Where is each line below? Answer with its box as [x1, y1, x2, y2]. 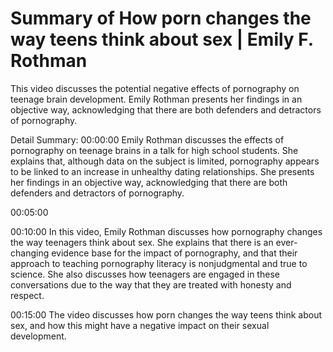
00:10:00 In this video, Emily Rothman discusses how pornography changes [10, 225, 323, 237]
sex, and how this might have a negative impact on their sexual [10, 319, 270, 331]
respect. [10, 289, 45, 301]
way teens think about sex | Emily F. [10, 28, 314, 51]
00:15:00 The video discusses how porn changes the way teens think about [10, 308, 323, 321]
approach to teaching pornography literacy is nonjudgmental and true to [10, 257, 308, 269]
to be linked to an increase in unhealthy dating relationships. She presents [10, 165, 315, 177]
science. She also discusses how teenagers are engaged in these [10, 268, 280, 280]
